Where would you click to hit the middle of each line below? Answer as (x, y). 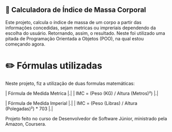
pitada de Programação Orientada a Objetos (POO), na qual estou (74, 38)
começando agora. (25, 44)
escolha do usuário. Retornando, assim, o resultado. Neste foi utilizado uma (85, 33)
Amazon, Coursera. (26, 124)
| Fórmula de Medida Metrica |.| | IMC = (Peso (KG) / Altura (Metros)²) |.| (82, 93)
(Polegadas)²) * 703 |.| (29, 108)
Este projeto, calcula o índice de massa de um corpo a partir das (73, 22)
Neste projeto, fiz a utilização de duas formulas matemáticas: (70, 83)
